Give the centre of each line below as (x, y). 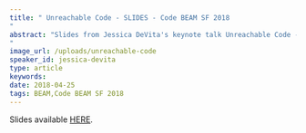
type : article (36, 69)
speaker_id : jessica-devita (63, 60)
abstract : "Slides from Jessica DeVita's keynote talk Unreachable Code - (154, 34)
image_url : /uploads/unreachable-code (83, 52)
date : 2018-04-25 (42, 85)
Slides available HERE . (51, 119)
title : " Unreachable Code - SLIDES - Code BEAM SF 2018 (120, 18)
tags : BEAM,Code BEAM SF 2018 (67, 93)
